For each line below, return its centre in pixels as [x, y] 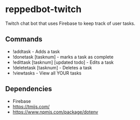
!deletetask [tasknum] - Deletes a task [52, 67]
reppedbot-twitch [43, 9]
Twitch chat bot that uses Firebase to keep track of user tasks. [70, 23]
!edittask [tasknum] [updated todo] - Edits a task [63, 62]
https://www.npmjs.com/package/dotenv [55, 112]
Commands [24, 39]
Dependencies [29, 89]
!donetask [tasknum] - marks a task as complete [63, 57]
